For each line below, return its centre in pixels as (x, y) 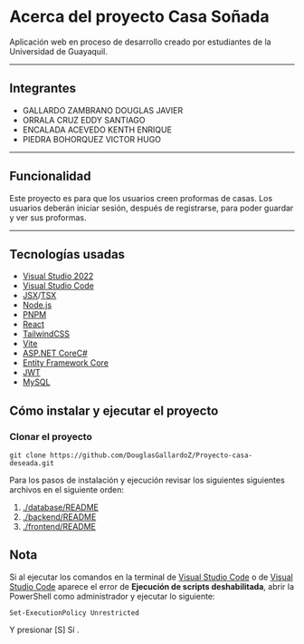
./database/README (61, 507)
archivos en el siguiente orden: (67, 490)
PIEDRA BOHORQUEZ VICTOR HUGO (91, 139)
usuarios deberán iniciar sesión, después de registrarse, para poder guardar (152, 208)
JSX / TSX (39, 296)
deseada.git (32, 463)
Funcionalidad (51, 176)
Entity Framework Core (65, 363)
